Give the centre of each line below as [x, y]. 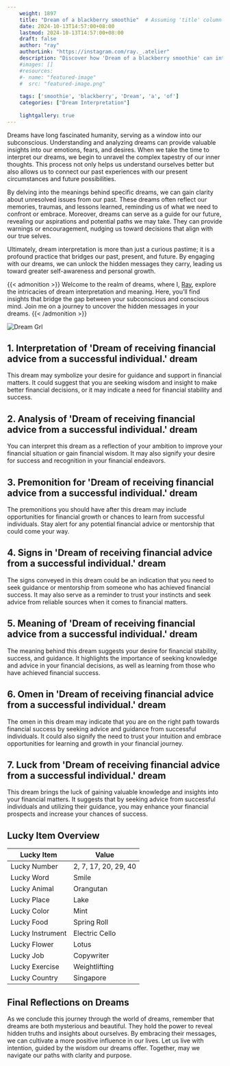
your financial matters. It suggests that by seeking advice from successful [111, 799]
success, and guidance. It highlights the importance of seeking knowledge [112, 658]
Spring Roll [90, 922]
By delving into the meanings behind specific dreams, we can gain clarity [110, 192]
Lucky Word [30, 877]
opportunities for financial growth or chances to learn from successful [106, 517]
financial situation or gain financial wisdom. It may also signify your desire [111, 453]
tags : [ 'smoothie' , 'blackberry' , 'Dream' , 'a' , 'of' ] [99, 97]
